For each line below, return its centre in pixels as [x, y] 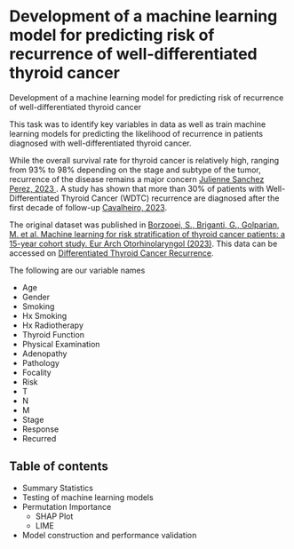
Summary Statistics [57, 488]
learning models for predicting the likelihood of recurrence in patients [136, 133]
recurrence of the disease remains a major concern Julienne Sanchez [137, 179]
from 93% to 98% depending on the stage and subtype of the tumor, [135, 170]
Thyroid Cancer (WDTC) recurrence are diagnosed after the [170, 198]
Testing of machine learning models [87, 497]
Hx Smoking [44, 315]
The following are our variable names [77, 270]
